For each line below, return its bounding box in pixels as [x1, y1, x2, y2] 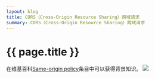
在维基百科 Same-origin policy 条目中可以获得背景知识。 [6, 66, 142, 73]
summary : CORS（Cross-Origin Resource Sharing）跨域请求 [6, 19, 145, 25]
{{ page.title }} [6, 45, 80, 58]
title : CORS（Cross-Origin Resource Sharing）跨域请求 [6, 14, 140, 20]
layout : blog [6, 8, 39, 15]
